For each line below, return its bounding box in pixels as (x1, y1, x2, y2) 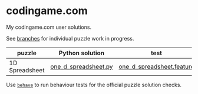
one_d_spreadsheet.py (49, 62, 113, 70)
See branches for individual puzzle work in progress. (6, 35, 134, 42)
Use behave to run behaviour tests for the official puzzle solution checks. (6, 81, 181, 88)
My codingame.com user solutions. (6, 23, 92, 31)
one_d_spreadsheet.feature (118, 62, 194, 70)
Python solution (58, 49, 105, 57)
